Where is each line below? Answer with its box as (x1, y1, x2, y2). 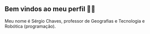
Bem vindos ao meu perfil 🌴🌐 (4, 5, 95, 13)
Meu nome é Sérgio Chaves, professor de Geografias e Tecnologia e (4, 18, 145, 24)
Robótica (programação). (4, 23, 56, 29)
